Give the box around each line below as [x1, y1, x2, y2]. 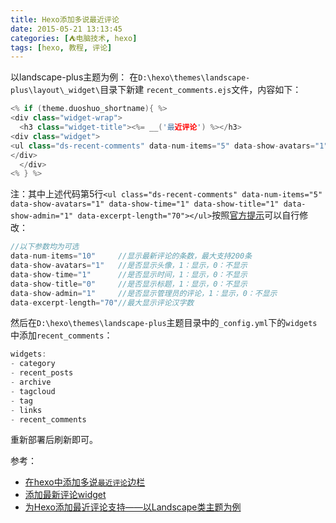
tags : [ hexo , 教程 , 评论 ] [10, 42, 113, 53]
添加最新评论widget [24, 489, 107, 501]
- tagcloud [10, 386, 56, 396]
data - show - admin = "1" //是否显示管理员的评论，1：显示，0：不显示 [10, 288, 278, 298]
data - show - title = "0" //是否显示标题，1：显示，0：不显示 [10, 279, 248, 289]
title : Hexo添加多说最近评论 [10, 14, 120, 25]
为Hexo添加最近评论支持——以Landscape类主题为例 [24, 501, 242, 513]
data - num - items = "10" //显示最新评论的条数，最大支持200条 [10, 251, 253, 261]
